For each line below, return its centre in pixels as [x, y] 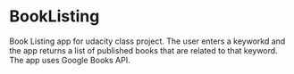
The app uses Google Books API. [70, 60]
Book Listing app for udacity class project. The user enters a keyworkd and [147, 41]
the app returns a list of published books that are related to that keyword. [144, 50]
